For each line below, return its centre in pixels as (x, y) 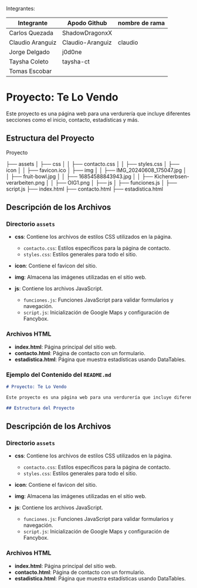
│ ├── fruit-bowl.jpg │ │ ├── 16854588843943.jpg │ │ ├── (80, 176)
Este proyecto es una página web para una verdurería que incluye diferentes (98, 113)
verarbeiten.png (26, 182)
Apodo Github (87, 23)
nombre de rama (142, 23)
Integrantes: (21, 9)
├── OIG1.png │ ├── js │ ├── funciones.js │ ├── (116, 182)
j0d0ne (72, 52)
